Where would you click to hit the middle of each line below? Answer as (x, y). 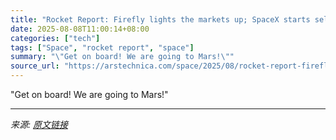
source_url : (35, 66)
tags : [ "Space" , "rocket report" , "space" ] (102, 47)
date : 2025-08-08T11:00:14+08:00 (80, 29)
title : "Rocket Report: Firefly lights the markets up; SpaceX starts (160, 19)
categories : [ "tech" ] (55, 38)
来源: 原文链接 (39, 124)
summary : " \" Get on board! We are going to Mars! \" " (122, 57)
